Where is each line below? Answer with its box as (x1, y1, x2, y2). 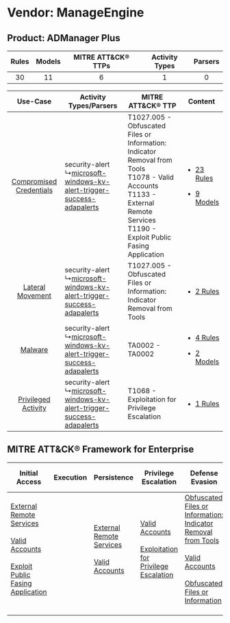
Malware (20, 345, 49, 354)
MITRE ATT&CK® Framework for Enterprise (7, 444, 194, 456)
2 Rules (194, 287, 220, 296)
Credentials (16, 185, 53, 195)
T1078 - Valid (127, 173, 175, 182)
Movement (16, 291, 52, 300)
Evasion (190, 477, 218, 486)
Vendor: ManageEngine (7, 5, 144, 21)
